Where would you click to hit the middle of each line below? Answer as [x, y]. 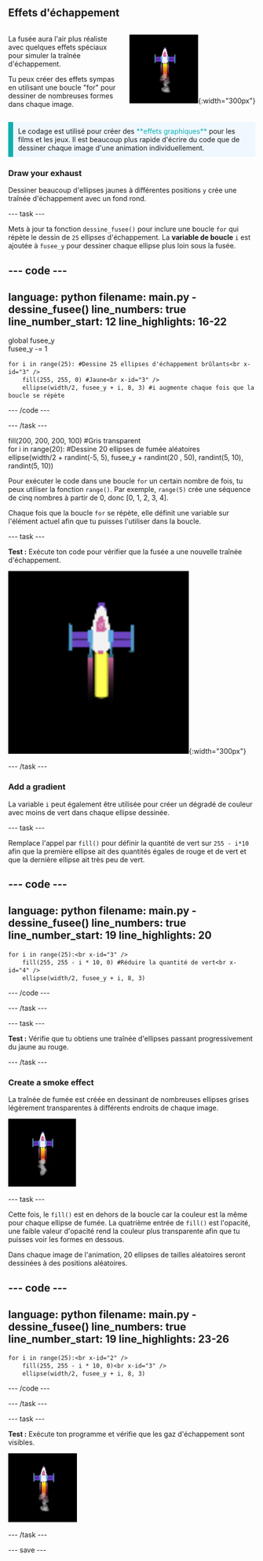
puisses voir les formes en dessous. [66, 1240]
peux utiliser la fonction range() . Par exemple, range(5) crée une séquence [130, 490]
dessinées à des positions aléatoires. [68, 1263]
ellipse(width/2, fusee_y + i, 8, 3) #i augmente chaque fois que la [139, 388]
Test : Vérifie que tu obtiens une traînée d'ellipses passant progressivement [131, 1038]
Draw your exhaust [45, 173]
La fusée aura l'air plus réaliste [58, 39]
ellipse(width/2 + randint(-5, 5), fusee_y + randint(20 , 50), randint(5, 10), [126, 457]
